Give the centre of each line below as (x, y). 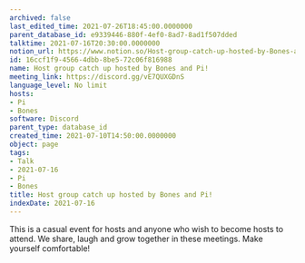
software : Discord (44, 119)
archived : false (40, 18)
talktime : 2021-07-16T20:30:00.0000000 (85, 43)
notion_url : (32, 52)
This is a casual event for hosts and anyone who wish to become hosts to (147, 229)
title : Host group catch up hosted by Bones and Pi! (111, 195)
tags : (20, 152)
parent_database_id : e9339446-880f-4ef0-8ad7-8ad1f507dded (123, 34)
